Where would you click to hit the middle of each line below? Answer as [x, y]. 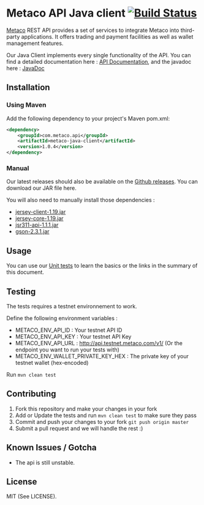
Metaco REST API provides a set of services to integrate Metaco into [93, 30]
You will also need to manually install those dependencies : [81, 200]
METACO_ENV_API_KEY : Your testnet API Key [73, 336]
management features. [35, 43]
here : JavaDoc [25, 68]
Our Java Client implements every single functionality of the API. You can [99, 55]
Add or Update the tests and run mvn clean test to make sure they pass [106, 415]
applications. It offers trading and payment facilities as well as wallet [107, 36]
